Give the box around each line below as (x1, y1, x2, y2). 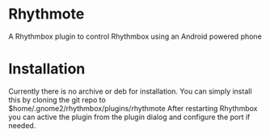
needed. (8, 120, 36, 130)
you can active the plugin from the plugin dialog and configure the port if (8, 112, 251, 122)
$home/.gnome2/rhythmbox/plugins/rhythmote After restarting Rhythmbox (8, 103, 258, 113)
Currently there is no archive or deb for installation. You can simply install (8, 86, 252, 96)
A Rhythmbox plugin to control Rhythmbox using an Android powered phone (8, 31, 263, 41)
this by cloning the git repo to (8, 94, 107, 105)
